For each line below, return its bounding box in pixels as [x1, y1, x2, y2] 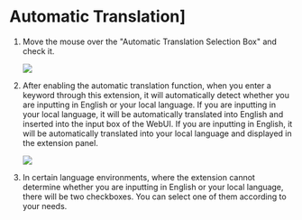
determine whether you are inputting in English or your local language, [22, 181, 284, 192]
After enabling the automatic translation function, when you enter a [22, 79, 272, 91]
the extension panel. [22, 137, 99, 148]
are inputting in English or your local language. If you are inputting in [22, 99, 277, 110]
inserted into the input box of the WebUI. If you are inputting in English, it [22, 118, 293, 129]
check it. [22, 45, 55, 56]
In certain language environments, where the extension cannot [22, 171, 255, 182]
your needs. [22, 200, 68, 211]
